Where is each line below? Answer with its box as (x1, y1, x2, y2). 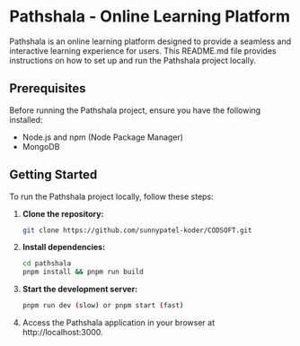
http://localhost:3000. (22, 327, 103, 338)
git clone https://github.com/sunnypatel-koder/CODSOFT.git (22, 226, 252, 235)
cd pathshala (22, 259, 72, 268)
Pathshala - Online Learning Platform (9, 6, 290, 27)
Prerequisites (9, 81, 86, 96)
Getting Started (9, 168, 98, 183)
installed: (9, 114, 43, 125)
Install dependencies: (22, 242, 106, 253)
